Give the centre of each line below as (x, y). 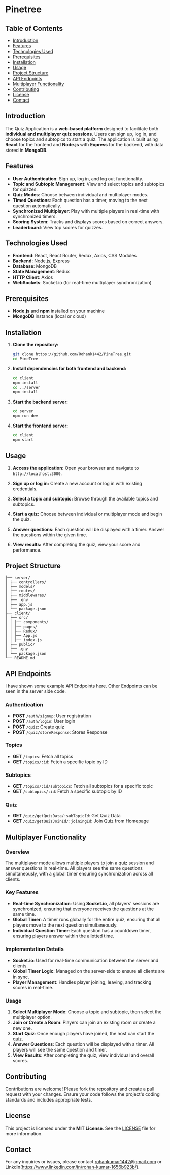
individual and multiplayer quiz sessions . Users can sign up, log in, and (81, 134)
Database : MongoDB (35, 266)
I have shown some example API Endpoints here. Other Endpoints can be (81, 686)
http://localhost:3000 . (37, 473)
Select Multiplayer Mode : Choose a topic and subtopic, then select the (87, 1012)
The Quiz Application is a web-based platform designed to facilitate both (82, 128)
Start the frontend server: (40, 426)
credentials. (25, 489)
